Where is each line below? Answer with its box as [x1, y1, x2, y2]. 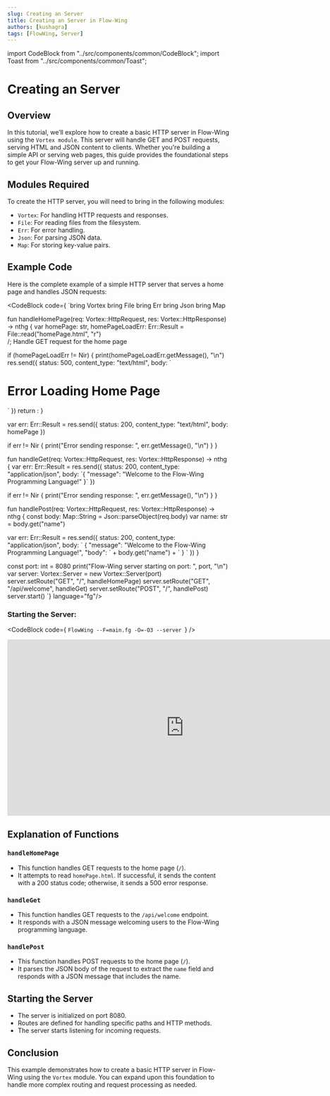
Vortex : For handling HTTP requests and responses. [17, 211, 169, 219]
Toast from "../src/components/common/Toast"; [7, 57, 147, 66]
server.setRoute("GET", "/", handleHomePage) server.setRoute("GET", [7, 577, 210, 585]
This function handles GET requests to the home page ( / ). [17, 863, 186, 872]
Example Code [7, 261, 73, 273]
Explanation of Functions [7, 828, 120, 840]
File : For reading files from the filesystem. [17, 218, 141, 227]
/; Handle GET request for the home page [7, 337, 128, 345]
